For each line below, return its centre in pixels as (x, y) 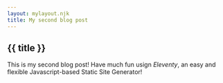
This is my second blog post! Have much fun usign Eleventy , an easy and (111, 65)
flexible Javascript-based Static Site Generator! (75, 72)
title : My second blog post (48, 20)
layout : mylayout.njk (38, 13)
